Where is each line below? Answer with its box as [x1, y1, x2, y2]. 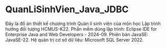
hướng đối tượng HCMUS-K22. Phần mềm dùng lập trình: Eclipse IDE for [5, 26, 157, 32]
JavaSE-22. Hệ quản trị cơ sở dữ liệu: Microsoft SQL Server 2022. [5, 37, 144, 43]
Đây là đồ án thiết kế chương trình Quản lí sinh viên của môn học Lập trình [5, 20, 161, 27]
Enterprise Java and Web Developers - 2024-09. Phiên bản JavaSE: [5, 31, 149, 37]
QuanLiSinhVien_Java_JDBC [5, 4, 129, 15]
